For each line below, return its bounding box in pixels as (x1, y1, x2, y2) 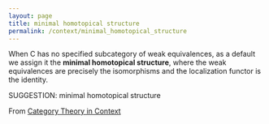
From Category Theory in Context (8, 106, 121, 116)
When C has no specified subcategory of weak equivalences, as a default (8, 49, 256, 59)
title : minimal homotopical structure (8, 19, 140, 28)
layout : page (8, 11, 53, 20)
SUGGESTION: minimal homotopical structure (8, 91, 161, 100)
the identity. (8, 75, 49, 85)
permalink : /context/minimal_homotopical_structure (8, 27, 187, 35)
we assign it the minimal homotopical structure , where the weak (8, 58, 227, 67)
